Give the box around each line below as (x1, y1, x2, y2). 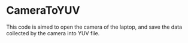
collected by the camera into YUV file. (6, 29, 100, 36)
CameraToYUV (6, 4, 80, 17)
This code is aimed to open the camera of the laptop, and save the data (6, 23, 183, 30)
